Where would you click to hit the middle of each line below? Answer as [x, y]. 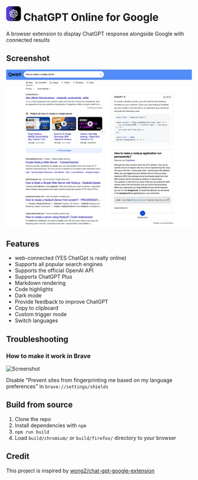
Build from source [39, 405]
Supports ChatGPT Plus [43, 277]
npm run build [32, 432]
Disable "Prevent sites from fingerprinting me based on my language [89, 380]
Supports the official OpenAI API [54, 270]
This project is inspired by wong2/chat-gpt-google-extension [80, 471]
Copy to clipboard [37, 308]
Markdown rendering [40, 283]
